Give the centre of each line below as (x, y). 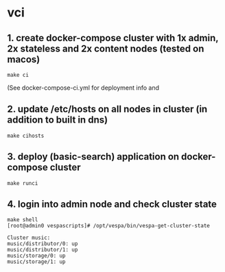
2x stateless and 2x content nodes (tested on (106, 48)
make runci (23, 183)
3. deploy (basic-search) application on (93, 157)
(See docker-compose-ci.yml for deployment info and (83, 88)
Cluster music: (29, 238)
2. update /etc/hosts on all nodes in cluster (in (107, 109)
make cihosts (26, 136)
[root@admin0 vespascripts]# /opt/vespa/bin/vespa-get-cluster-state (109, 226)
